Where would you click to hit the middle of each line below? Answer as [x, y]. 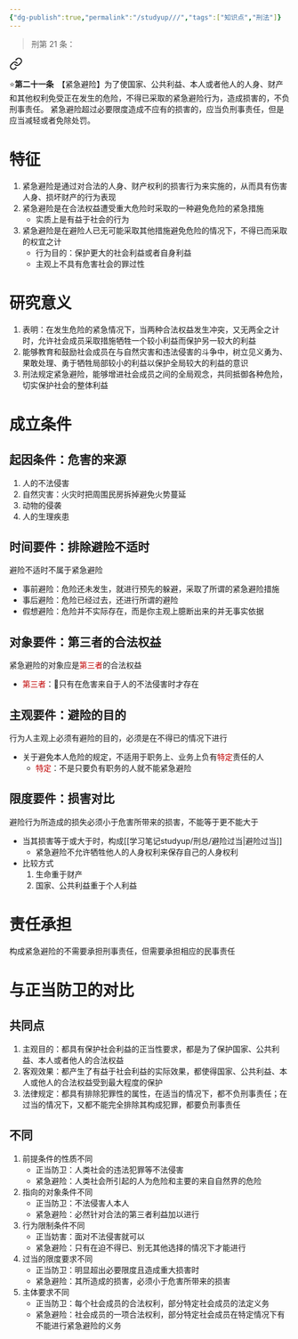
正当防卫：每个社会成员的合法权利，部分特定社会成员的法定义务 [152, 1303]
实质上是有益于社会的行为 [82, 219]
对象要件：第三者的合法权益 [85, 642]
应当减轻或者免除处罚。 [52, 120]
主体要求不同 [45, 1292]
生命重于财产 [59, 874]
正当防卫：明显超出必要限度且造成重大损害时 [117, 1270]
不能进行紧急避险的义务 [78, 1325]
